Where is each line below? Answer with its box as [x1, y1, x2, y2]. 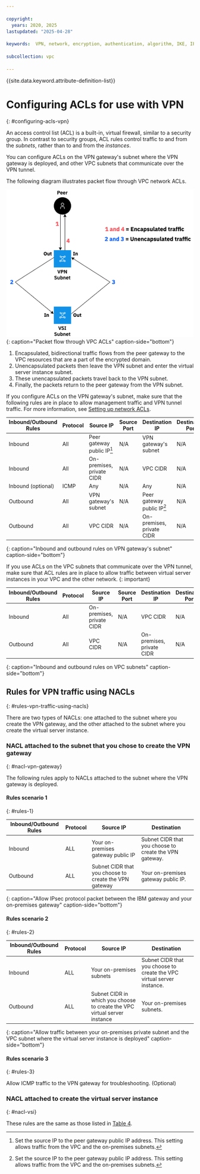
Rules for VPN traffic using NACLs [6, 687, 135, 697]
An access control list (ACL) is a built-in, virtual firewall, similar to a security [6, 129, 192, 136]
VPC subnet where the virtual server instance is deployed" [6, 1035, 150, 1042]
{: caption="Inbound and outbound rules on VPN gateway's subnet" [6, 545, 173, 552]
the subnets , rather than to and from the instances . [6, 142, 131, 149]
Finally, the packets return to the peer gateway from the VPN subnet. [14, 381, 183, 388]
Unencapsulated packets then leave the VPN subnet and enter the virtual [14, 362, 194, 369]
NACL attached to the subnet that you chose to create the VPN [6, 742, 190, 750]
